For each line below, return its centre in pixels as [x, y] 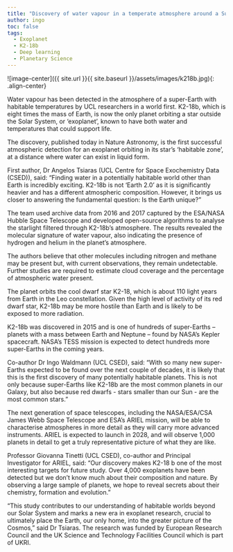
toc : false [23, 26]
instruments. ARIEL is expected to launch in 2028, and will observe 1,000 [111, 434]
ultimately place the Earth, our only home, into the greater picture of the [110, 520]
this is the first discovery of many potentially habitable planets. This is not [112, 377]
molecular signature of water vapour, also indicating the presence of [105, 235]
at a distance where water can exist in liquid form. [78, 157]
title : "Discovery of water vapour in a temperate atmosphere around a [113, 14]
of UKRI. [19, 542]
